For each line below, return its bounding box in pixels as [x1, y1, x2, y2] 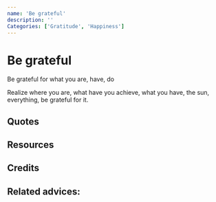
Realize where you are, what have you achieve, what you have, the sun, [7, 89, 210, 97]
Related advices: [7, 186, 80, 197]
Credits [7, 162, 40, 174]
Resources [7, 139, 54, 151]
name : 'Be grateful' [7, 10, 67, 17]
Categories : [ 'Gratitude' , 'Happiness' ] [7, 23, 125, 30]
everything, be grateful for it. [7, 96, 89, 104]
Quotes [7, 115, 40, 127]
